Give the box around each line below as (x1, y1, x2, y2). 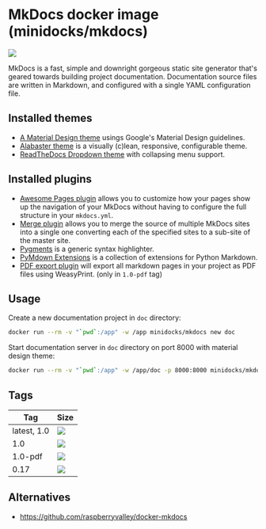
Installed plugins (8, 173, 93, 186)
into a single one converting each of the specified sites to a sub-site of (19, 227, 251, 237)
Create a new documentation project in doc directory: (8, 313, 181, 322)
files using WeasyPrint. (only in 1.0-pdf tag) (19, 269, 162, 279)
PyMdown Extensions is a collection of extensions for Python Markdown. (19, 252, 258, 262)
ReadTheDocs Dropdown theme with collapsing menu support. (19, 149, 226, 159)
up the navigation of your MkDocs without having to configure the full (19, 202, 247, 211)
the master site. (19, 235, 71, 245)
